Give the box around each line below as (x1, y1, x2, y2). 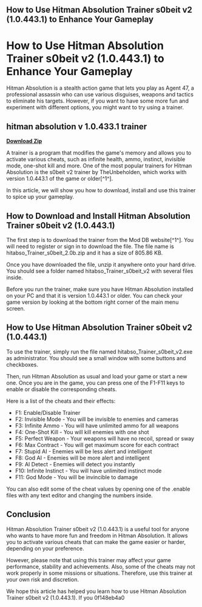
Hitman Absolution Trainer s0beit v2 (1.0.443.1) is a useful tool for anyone (6, 525, 189, 532)
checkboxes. (6, 361, 38, 368)
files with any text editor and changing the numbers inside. (6, 491, 153, 499)
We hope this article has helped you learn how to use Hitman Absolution (6, 588, 187, 595)
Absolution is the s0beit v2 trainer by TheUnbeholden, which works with (6, 169, 187, 176)
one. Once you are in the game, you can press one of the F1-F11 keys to (6, 379, 185, 386)
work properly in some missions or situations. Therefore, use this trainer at (6, 569, 193, 577)
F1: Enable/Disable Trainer (15, 409, 81, 416)
